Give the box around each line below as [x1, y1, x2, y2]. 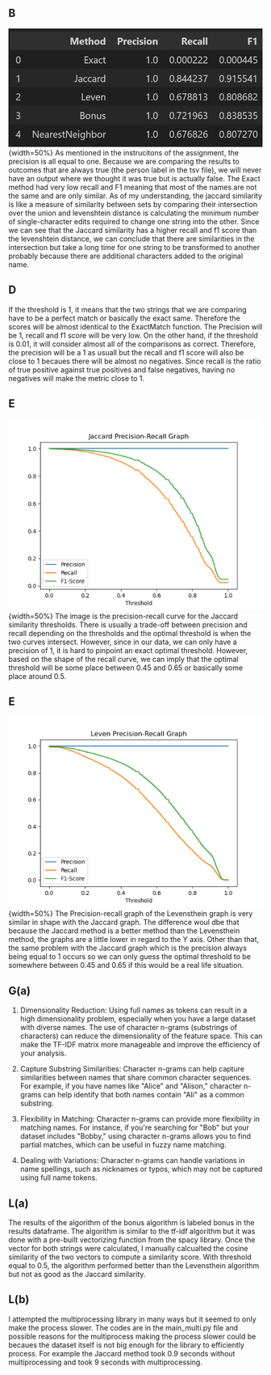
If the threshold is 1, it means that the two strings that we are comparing [8, 304, 248, 314]
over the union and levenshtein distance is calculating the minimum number [8, 208, 260, 218]
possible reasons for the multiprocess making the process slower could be [8, 1331, 256, 1341]
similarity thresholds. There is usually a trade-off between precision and [8, 619, 248, 630]
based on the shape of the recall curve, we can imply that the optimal [8, 654, 239, 664]
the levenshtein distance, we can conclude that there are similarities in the [8, 234, 255, 244]
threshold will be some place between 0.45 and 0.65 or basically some [8, 663, 244, 673]
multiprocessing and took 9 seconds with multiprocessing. [8, 1357, 203, 1367]
